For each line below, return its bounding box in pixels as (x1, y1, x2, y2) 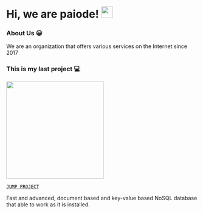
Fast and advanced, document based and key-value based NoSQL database (6, 194, 198, 201)
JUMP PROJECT (6, 183, 40, 190)
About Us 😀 (6, 29, 43, 38)
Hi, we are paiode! (6, 7, 99, 21)
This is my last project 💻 (6, 65, 81, 73)
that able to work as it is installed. (6, 201, 90, 208)
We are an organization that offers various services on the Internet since (6, 43, 187, 50)
